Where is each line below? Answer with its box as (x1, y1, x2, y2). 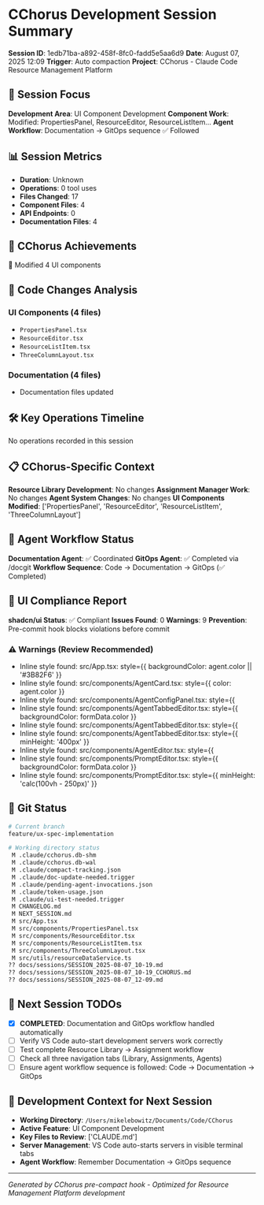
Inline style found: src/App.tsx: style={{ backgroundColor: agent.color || (19, 661, 253, 671)
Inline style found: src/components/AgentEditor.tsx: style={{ (19, 745, 214, 754)
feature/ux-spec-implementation (8, 830, 114, 838)
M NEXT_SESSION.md (11, 910, 72, 918)
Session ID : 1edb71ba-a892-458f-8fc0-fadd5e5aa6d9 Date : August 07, (8, 48, 240, 58)
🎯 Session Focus (8, 88, 90, 102)
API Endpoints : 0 (19, 208, 76, 218)
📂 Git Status (8, 801, 68, 815)
